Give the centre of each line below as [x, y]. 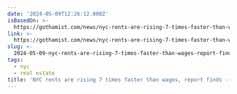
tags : [15, 60]
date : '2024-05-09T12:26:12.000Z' [58, 14]
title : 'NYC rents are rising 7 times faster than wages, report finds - [118, 80]
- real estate [34, 73]
